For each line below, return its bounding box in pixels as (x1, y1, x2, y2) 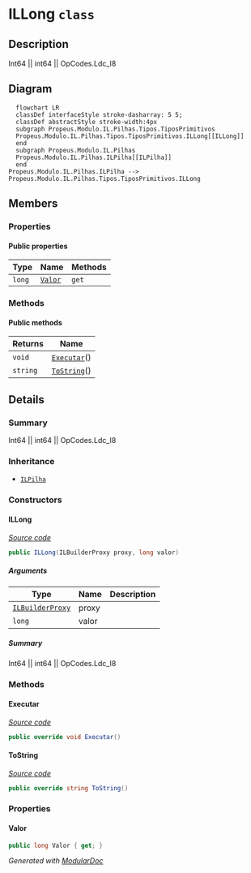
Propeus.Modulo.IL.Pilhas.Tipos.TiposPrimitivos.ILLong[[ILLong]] (15, 131, 245, 140)
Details (8, 393, 45, 406)
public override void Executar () (8, 733, 121, 741)
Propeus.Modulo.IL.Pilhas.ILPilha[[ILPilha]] (15, 153, 172, 161)
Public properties (8, 241, 68, 251)
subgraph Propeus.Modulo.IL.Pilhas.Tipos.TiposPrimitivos (15, 125, 216, 133)
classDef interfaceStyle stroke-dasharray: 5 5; (15, 110, 183, 118)
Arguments (8, 566, 48, 576)
